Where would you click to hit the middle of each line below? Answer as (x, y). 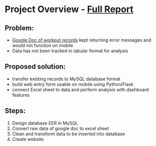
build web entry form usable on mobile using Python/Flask (73, 84)
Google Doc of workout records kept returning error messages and (82, 40)
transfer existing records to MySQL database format (66, 79)
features (21, 95)
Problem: (19, 28)
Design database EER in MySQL (45, 123)
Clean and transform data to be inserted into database (68, 134)
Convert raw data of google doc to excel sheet (60, 128)
